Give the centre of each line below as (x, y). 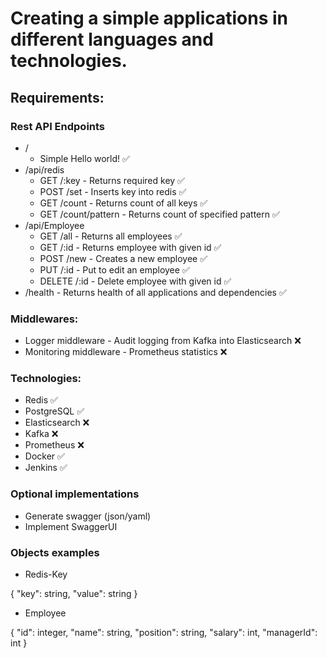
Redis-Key (46, 574)
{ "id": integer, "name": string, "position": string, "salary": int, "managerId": (164, 633)
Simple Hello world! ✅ (84, 158)
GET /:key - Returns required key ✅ (112, 180)
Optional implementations (75, 494)
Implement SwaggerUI (71, 526)
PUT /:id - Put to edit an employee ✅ (114, 269)
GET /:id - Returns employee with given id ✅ (130, 247)
